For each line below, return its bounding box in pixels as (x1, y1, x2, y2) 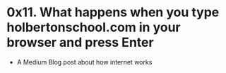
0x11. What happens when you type (6, 4, 220, 21)
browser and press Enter (6, 35, 154, 50)
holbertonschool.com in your (6, 19, 181, 35)
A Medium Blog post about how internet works (16, 57, 153, 66)
